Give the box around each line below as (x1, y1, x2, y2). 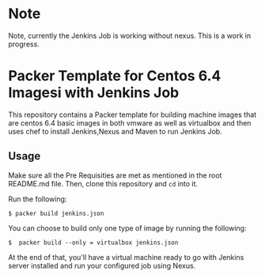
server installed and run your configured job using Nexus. (8, 261, 196, 270)
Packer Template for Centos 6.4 (8, 67, 221, 85)
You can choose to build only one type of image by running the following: (8, 223, 247, 233)
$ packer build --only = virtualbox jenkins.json (8, 239, 179, 246)
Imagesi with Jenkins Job (8, 84, 180, 102)
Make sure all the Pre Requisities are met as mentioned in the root (8, 171, 222, 180)
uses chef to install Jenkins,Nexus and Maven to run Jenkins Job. (8, 126, 223, 136)
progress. (8, 39, 40, 48)
